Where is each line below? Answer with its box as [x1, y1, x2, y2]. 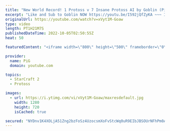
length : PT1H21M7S [5, 26, 44, 31]
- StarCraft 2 [10, 77, 39, 82]
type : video [5, 21, 30, 27]
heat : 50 [5, 36, 24, 41]
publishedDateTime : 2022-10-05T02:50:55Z [5, 31, 94, 36]
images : [5, 91, 22, 96]
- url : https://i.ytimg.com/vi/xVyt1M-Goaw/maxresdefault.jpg [10, 95, 144, 100]
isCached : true [14, 109, 47, 114]
